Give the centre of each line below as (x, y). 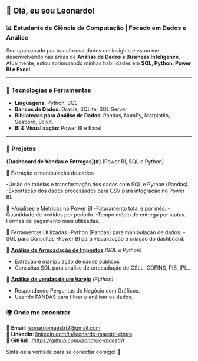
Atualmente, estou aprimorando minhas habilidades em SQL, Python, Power (99, 63)
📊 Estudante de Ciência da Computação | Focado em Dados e (96, 28)
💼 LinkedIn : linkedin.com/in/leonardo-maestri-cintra (69, 334)
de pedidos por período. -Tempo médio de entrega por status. (111, 215)
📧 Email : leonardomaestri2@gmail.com (53, 327)
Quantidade (20, 215)
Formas (15, 221)
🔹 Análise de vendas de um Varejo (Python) (60, 279)
